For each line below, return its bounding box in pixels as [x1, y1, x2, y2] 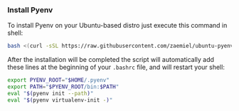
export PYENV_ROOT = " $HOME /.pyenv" [7, 77, 110, 84]
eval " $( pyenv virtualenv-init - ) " [7, 96, 113, 104]
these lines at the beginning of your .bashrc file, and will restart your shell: [7, 63, 225, 72]
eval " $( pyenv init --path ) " [7, 90, 94, 97]
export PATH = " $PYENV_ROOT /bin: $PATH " [7, 83, 119, 90]
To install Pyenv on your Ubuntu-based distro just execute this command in [7, 21, 228, 30]
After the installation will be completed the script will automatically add [7, 55, 215, 64]
